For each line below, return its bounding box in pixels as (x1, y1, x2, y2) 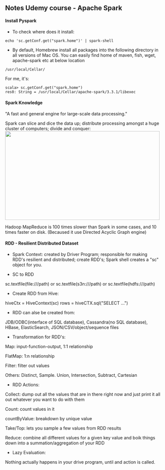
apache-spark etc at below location (12, 57, 85, 63)
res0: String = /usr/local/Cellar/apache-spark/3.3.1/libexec (5, 89, 136, 94)
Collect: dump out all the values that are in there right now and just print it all (5, 392, 161, 397)
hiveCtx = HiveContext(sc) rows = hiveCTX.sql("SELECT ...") (5, 300, 128, 306)
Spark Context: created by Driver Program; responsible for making (12, 252, 148, 257)
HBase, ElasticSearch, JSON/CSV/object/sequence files (5, 325, 119, 330)
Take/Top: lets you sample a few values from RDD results (5, 425, 122, 431)
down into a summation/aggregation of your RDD (5, 440, 105, 446)
